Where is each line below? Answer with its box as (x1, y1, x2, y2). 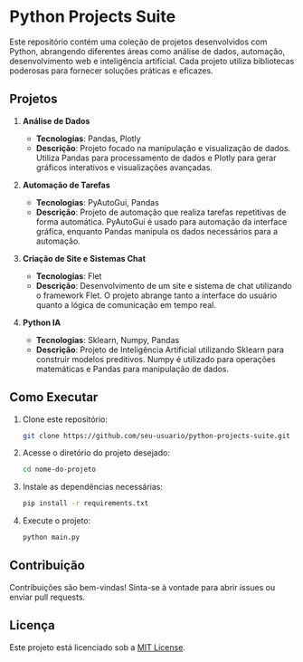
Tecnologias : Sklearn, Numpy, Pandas (35, 334, 180, 345)
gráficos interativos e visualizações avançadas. (35, 161, 213, 173)
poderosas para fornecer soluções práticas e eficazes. (9, 65, 214, 76)
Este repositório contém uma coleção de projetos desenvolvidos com (9, 36, 268, 47)
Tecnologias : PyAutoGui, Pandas (35, 197, 160, 207)
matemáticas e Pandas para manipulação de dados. (35, 363, 230, 374)
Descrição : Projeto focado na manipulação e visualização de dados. (35, 142, 291, 153)
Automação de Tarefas (22, 179, 110, 190)
